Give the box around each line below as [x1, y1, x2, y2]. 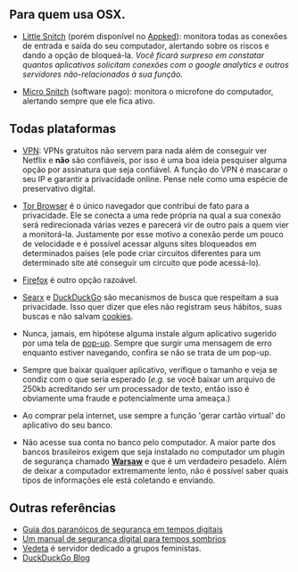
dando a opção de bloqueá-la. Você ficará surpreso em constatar [21, 49, 265, 61]
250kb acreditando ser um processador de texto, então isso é [21, 383, 250, 394]
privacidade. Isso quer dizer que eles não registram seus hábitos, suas [21, 301, 283, 311]
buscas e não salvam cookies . [21, 311, 134, 321]
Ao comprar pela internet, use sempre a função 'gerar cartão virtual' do [21, 410, 286, 420]
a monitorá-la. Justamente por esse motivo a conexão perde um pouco [21, 228, 284, 239]
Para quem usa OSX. [9, 7, 127, 22]
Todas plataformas [9, 121, 117, 137]
